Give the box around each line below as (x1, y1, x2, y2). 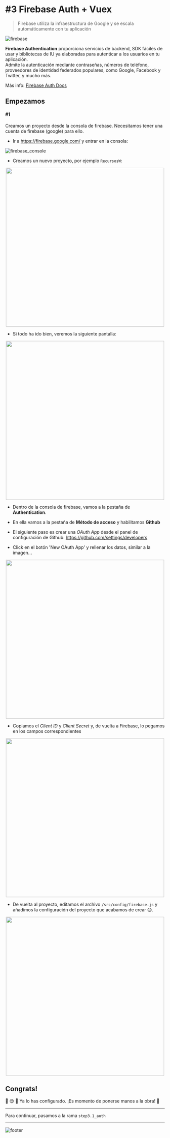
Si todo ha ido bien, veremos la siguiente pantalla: (12, 330, 116, 336)
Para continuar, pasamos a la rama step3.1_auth (5, 1113, 106, 1119)
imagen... (12, 549, 32, 556)
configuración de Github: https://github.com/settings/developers (12, 534, 148, 540)
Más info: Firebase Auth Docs (5, 82, 67, 88)
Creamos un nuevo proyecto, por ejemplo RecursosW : (12, 158, 122, 164)
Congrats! (5, 1084, 38, 1093)
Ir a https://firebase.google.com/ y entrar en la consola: (12, 138, 128, 144)
